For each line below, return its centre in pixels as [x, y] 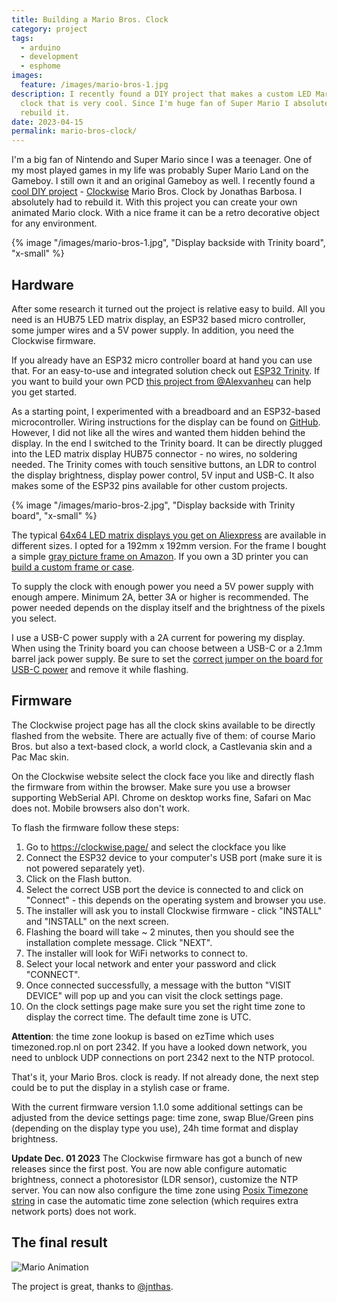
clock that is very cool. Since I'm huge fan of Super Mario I [154, 103]
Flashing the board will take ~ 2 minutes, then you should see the [160, 932]
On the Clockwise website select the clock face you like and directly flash [163, 776]
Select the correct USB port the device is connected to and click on [164, 889]
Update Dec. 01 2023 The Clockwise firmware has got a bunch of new [157, 1158]
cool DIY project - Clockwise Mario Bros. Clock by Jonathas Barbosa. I [157, 192]
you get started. [44, 392]
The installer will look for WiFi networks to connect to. [137, 953]
